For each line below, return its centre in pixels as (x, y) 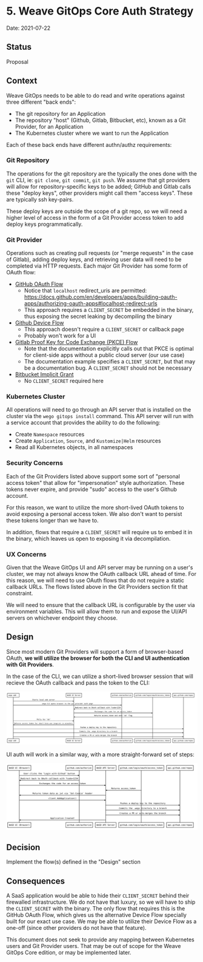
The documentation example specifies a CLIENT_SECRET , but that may (110, 362)
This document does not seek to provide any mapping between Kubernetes (101, 940)
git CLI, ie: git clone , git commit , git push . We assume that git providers (98, 180)
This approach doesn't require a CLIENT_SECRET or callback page (104, 330)
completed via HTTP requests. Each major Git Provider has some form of (97, 266)
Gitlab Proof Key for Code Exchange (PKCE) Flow (76, 342)
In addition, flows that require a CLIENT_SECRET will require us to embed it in (99, 532)
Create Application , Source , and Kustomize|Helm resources (88, 441)
